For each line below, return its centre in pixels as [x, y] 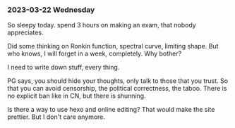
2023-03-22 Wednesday [51, 10]
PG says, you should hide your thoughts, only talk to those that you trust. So [117, 81]
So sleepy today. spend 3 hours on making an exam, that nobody [102, 25]
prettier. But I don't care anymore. [56, 117]
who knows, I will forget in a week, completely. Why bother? [95, 53]
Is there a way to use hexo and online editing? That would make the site [111, 110]
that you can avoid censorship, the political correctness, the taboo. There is [117, 89]
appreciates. [25, 32]
